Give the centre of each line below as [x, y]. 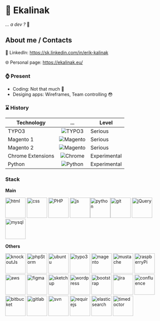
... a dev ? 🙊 [17, 24]
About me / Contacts [39, 40]
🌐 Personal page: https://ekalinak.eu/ [44, 62]
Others [13, 246]
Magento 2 [21, 148]
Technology [31, 123]
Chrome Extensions [31, 156]
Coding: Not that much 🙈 [38, 89]
